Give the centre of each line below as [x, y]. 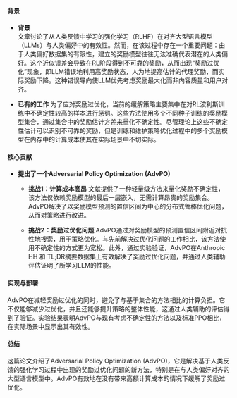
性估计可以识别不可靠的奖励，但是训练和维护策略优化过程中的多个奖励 [120, 131]
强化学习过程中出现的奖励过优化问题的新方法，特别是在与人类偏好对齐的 [124, 369]
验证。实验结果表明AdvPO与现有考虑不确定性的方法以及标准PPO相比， [122, 318]
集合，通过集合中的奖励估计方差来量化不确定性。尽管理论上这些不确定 [126, 122]
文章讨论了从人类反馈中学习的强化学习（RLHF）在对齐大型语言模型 [115, 37]
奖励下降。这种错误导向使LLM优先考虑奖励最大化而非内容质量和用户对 [126, 80]
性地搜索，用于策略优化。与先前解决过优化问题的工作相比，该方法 [124, 239]
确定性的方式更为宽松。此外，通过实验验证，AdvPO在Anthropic [133, 248]
